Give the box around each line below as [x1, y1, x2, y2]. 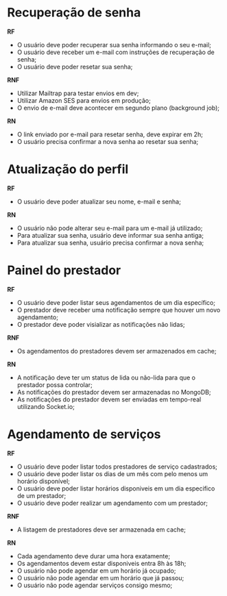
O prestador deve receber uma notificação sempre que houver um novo [16, 306, 221, 314]
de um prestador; [16, 491, 67, 499]
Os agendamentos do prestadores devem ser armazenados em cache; [16, 347, 217, 355]
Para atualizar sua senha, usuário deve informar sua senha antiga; [16, 231, 204, 239]
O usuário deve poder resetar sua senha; [16, 62, 133, 71]
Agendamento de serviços [7, 427, 161, 442]
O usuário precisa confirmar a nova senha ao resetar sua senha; [16, 137, 199, 145]
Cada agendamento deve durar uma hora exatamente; [16, 551, 170, 560]
